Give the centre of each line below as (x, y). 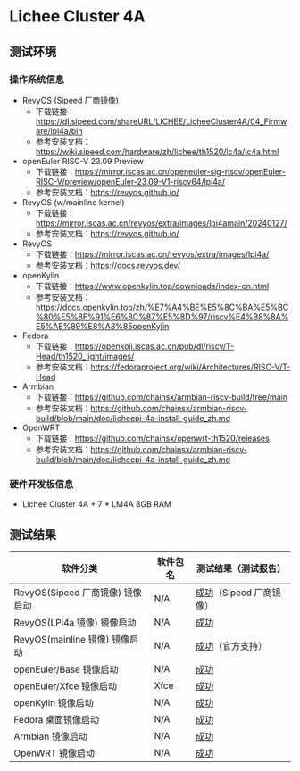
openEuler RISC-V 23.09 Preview (83, 161)
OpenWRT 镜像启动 (54, 753)
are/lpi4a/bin (59, 130)
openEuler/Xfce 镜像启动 (66, 686)
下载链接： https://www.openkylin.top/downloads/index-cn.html (152, 286)
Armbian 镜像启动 (50, 736)
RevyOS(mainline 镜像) (62, 639)
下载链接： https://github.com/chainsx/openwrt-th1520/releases (152, 438)
